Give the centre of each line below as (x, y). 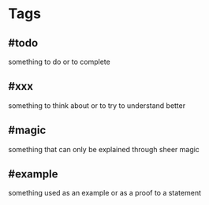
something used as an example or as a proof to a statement (104, 193)
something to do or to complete (59, 61)
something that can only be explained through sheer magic (104, 149)
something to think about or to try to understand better (97, 105)
